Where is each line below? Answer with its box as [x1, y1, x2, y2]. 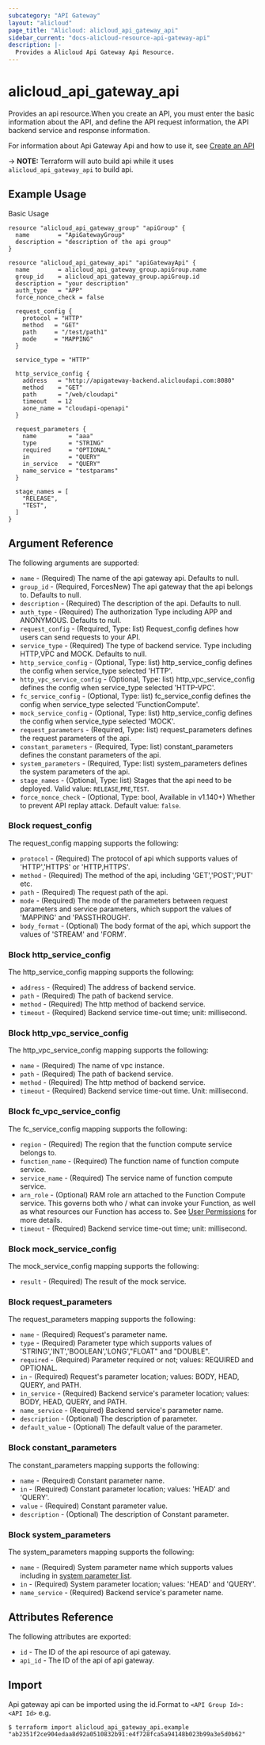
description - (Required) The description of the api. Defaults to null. [19, 598, 241, 608]
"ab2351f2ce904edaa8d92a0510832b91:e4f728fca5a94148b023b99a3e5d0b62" [8, 1730, 246, 1738]
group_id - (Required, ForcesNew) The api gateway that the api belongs [19, 582, 253, 591]
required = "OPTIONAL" [22, 445, 112, 454]
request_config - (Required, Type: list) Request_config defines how [19, 624, 239, 633]
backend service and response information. [8, 125, 150, 135]
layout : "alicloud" [8, 19, 73, 27]
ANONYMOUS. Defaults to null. [19, 615, 122, 624]
